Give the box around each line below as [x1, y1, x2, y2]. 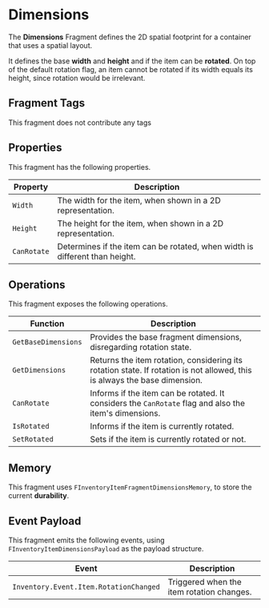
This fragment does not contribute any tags [8, 118, 152, 127]
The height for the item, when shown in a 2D [57, 218, 224, 229]
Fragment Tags [8, 96, 86, 110]
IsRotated [12, 422, 50, 431]
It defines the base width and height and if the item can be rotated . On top [8, 56, 256, 66]
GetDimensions [12, 366, 66, 375]
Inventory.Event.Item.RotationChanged [12, 582, 160, 591]
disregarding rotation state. [90, 342, 192, 353]
